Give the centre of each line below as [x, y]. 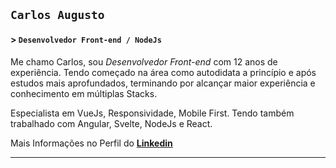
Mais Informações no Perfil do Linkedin [91, 143]
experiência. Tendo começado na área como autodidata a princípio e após [163, 72]
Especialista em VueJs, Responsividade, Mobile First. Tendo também [152, 113]
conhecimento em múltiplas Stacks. [84, 93]
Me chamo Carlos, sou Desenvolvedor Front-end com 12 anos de [144, 61]
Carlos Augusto [57, 15]
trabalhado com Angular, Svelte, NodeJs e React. [111, 123]
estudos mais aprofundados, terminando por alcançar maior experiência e [163, 83]
